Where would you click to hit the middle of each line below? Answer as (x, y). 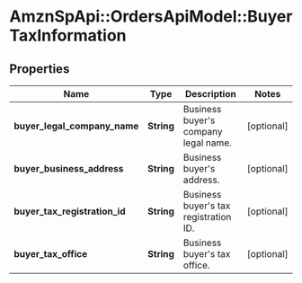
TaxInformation (68, 35)
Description (211, 94)
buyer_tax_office (51, 254)
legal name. (207, 143)
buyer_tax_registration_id (70, 211)
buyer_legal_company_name (76, 126)
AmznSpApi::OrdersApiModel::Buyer (151, 17)
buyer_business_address (69, 168)
